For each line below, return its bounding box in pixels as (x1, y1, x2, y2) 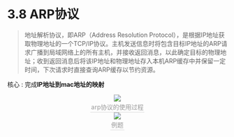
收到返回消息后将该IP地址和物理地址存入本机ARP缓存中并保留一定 (36, 56, 226, 65)
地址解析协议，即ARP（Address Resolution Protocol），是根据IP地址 (24, 31, 219, 39)
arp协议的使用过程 (91, 102, 144, 111)
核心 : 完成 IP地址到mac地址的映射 (7, 80, 105, 88)
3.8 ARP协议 (7, 6, 80, 22)
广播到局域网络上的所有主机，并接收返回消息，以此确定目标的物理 (30, 48, 221, 56)
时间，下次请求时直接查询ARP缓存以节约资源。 (24, 65, 159, 74)
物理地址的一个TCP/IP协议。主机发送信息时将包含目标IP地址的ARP (30, 39, 221, 47)
